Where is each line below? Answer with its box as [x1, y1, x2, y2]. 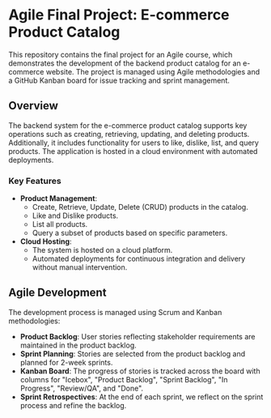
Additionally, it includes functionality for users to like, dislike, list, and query [8, 138, 259, 147]
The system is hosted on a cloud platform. [32, 245, 173, 255]
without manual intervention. [32, 262, 128, 272]
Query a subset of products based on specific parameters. [32, 228, 228, 238]
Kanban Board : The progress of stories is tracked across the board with [19, 366, 260, 376]
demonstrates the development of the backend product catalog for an [8, 58, 241, 68]
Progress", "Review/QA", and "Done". [19, 383, 144, 393]
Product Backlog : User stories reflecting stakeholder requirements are [19, 331, 256, 341]
